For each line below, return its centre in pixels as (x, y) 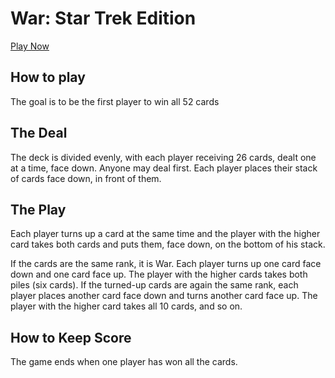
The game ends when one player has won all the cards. (124, 362)
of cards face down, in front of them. (86, 178)
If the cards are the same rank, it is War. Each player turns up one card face (166, 264)
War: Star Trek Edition (103, 18)
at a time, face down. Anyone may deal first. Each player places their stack (164, 168)
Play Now (30, 46)
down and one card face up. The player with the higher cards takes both (159, 274)
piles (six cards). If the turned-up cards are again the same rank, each (154, 285)
